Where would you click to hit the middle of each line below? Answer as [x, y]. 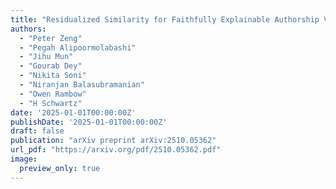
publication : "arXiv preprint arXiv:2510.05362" [113, 141]
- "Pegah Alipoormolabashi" [78, 47]
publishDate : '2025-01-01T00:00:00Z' [89, 122]
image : [24, 159]
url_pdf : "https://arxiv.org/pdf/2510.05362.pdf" [116, 150]
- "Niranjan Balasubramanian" [82, 85]
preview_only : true [60, 168]
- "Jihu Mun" [46, 57]
